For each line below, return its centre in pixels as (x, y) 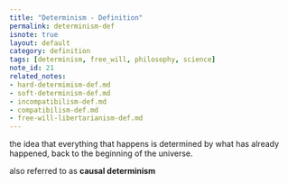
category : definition (50, 51)
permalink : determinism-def (62, 26)
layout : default (40, 43)
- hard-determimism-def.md (60, 85)
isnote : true (34, 34)
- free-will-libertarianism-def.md (76, 118)
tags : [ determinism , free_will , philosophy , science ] (113, 59)
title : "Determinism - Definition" (76, 18)
